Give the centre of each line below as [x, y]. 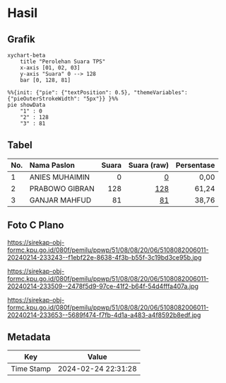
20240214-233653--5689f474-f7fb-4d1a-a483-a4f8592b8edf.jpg [104, 315]
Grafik [21, 39]
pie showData [26, 105]
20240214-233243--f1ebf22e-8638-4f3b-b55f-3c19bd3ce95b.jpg [105, 257]
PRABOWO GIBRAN [62, 188]
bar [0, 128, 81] [46, 80]
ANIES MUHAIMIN [60, 177]
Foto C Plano [36, 225]
